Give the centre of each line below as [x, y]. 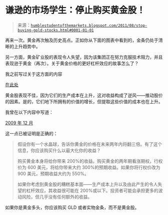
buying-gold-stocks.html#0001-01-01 [55, 30]
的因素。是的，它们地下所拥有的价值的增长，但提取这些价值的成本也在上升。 [84, 101]
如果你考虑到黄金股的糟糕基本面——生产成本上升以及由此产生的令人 [87, 184]
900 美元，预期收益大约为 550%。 [53, 173]
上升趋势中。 [27, 46]
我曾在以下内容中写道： [29, 112]
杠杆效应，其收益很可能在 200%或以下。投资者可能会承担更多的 [92, 190]
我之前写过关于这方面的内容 [34, 74]
